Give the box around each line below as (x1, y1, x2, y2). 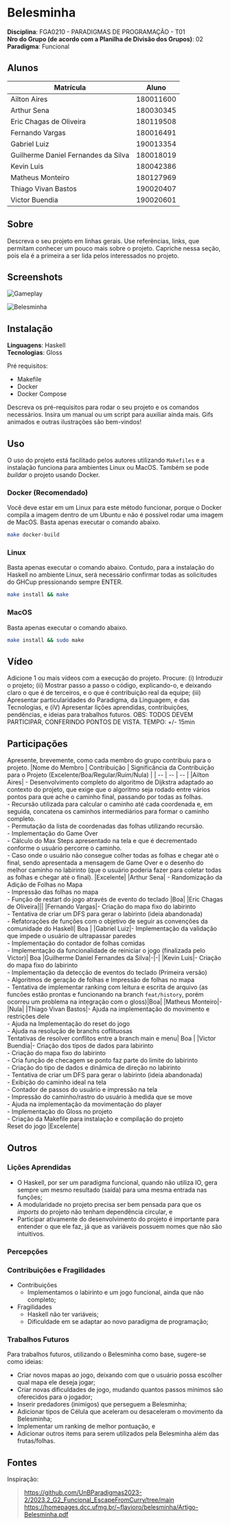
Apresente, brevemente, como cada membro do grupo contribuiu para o (7, 756, 211, 765)
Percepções (7, 1247, 48, 1256)
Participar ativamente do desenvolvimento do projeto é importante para (16, 1214, 220, 1223)
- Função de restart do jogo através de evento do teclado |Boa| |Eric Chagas (7, 895, 223, 904)
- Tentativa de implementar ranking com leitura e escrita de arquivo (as (7, 983, 208, 991)
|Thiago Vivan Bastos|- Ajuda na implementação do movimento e (25, 1005, 210, 1013)
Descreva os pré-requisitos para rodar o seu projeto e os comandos (7, 403, 199, 411)
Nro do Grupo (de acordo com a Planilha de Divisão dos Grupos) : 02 (7, 34, 204, 43)
